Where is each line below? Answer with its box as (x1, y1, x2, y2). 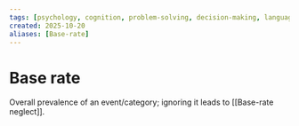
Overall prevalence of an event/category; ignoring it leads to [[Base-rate (9, 97, 274, 107)
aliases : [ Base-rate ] (9, 29, 90, 38)
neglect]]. (9, 106, 45, 117)
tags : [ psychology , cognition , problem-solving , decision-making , (9, 12, 261, 22)
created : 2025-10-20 (9, 21, 86, 30)
